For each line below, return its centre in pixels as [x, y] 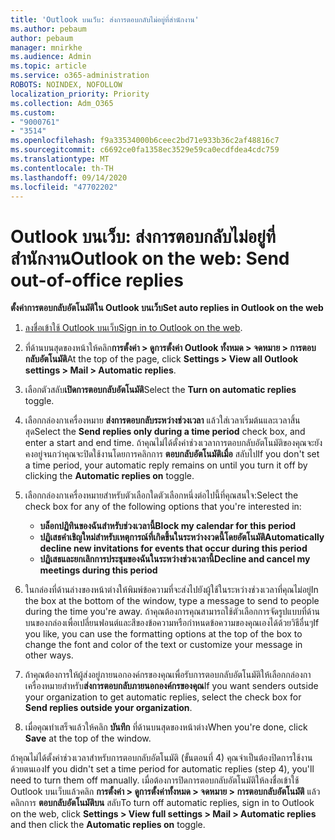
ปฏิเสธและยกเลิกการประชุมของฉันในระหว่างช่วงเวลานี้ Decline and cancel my [175, 559]
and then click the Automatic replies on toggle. [108, 825]
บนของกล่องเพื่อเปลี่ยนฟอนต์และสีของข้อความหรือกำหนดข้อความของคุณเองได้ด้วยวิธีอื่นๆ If [172, 623]
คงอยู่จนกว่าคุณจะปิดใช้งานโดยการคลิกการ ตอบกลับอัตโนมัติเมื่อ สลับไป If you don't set [172, 454]
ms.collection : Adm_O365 [62, 103]
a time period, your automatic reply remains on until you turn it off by [166, 465]
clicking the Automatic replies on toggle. [109, 476]
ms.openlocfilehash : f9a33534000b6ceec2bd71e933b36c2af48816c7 [145, 141]
